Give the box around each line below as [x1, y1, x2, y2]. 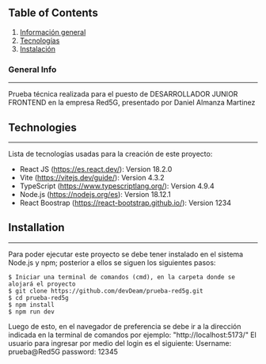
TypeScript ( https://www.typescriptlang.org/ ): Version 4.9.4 [19, 181, 215, 191]
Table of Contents [8, 6, 99, 20]
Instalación [19, 44, 56, 54]
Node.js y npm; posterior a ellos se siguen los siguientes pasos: [8, 257, 216, 267]
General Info [8, 63, 57, 74]
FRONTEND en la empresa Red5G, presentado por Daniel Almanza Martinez [8, 98, 256, 108]
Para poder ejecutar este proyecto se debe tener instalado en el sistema [8, 249, 244, 259]
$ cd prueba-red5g [8, 294, 69, 301]
